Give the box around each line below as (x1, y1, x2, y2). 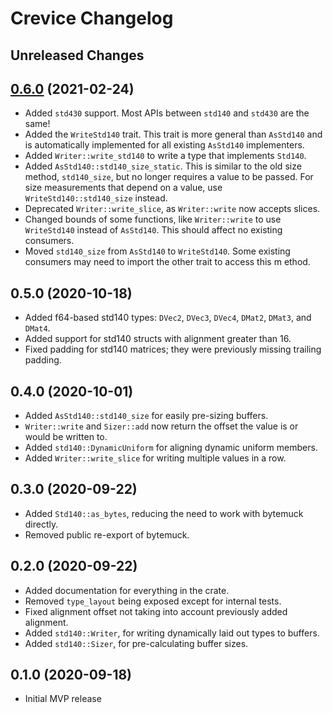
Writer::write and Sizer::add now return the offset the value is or (24, 420, 299, 432)
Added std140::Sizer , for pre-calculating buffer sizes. (24, 637, 249, 649)
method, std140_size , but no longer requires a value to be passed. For (24, 171, 314, 183)
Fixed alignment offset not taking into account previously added (24, 605, 288, 617)
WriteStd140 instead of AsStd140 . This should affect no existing (24, 224, 283, 236)
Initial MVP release (24, 693, 102, 705)
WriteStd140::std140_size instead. (24, 192, 168, 204)
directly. (24, 518, 59, 530)
